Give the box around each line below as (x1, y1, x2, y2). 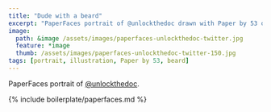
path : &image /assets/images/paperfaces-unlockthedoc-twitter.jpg (15, 34, 244, 43)
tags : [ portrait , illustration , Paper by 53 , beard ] (8, 57, 190, 65)
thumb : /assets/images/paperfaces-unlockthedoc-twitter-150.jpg (15, 49, 236, 57)
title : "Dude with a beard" (8, 11, 103, 20)
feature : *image (15, 42, 70, 50)
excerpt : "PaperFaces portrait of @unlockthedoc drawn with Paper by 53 (8, 19, 258, 27)
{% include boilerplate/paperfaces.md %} (8, 94, 148, 104)
